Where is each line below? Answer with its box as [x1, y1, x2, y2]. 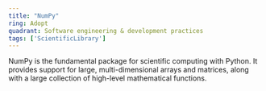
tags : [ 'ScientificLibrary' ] [8, 34, 106, 43]
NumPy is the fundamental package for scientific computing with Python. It [8, 56, 258, 66]
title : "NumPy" [8, 11, 60, 20]
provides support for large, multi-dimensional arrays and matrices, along [8, 65, 250, 75]
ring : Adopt [8, 19, 48, 27]
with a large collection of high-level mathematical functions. [8, 73, 207, 83]
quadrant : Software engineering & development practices [8, 27, 204, 35]
